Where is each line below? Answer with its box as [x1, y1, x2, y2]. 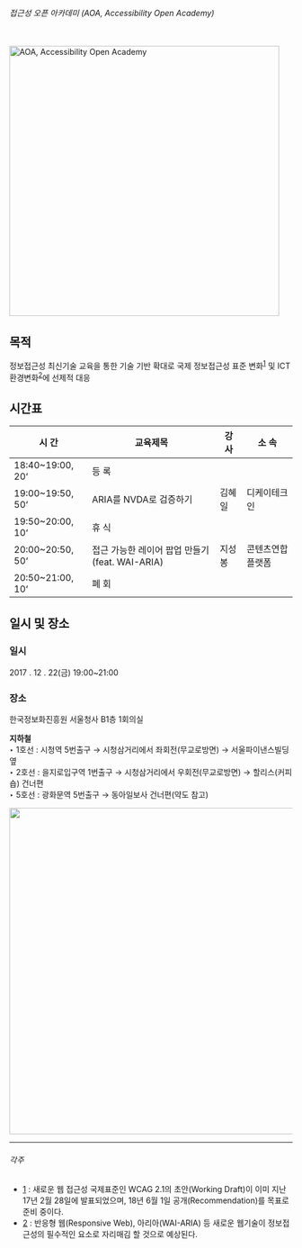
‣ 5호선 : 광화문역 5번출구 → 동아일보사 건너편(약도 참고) [9, 790, 209, 800]
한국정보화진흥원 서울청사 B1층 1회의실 [9, 714, 144, 725]
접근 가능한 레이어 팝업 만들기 [92, 544, 209, 556]
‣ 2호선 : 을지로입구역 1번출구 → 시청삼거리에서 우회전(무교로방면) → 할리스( [9, 767, 279, 778]
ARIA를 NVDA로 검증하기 [92, 493, 193, 506]
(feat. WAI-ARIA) [92, 556, 164, 568]
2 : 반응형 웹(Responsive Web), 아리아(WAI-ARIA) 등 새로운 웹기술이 [22, 1217, 266, 1228]
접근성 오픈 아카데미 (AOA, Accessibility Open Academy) [9, 7, 215, 18]
